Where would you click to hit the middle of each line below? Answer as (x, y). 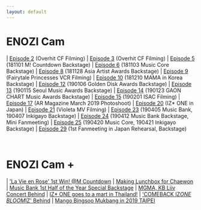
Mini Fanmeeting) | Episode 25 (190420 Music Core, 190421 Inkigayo (91, 122)
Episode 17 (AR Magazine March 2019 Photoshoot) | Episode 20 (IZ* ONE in (100, 103)
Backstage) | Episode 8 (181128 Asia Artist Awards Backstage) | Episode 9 (97, 71)
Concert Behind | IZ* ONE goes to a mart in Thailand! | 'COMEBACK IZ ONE (99, 194)
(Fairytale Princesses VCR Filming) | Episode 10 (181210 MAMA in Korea (94, 77)
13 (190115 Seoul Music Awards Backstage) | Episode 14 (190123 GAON (94, 90)
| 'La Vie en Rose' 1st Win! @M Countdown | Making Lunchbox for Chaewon (100, 181)
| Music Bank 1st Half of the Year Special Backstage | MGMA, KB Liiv (91, 188)
